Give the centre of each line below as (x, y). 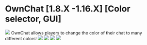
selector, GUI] (33, 19)
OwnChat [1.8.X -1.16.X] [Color (68, 9)
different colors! (21, 38)
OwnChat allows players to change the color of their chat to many (76, 33)
